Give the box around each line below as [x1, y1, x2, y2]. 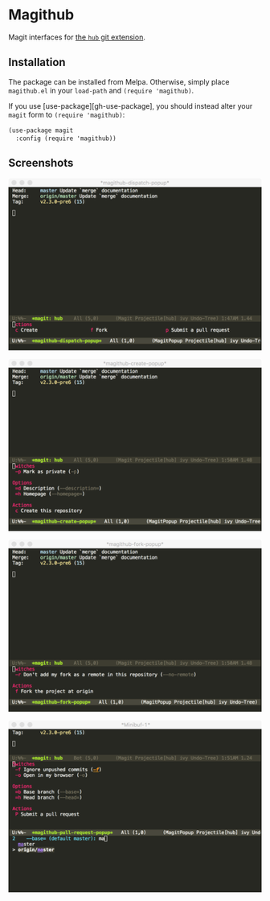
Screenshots [8, 156, 74, 170]
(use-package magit [8, 126, 74, 134]
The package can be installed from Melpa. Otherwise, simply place [8, 76, 231, 86]
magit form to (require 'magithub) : [8, 110, 125, 119]
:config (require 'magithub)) [15, 134, 117, 143]
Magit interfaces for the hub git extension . [8, 32, 146, 42]
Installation [8, 56, 66, 69]
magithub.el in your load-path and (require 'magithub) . [8, 85, 194, 95]
